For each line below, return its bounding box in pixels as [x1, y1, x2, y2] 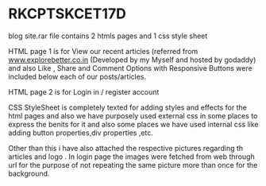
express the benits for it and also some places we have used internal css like [8, 119, 259, 129]
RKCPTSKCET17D [8, 5, 127, 23]
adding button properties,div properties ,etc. [8, 128, 153, 138]
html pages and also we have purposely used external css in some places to [8, 110, 258, 120]
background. [8, 169, 50, 178]
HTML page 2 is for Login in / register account [8, 87, 160, 96]
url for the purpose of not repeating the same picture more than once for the [8, 160, 258, 169]
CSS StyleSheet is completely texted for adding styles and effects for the [8, 103, 248, 112]
